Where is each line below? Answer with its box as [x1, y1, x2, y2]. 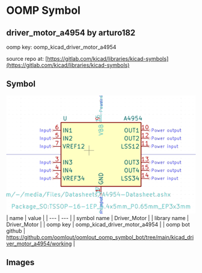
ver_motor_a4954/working [6, 240, 72, 247]
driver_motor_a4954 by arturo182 [6, 28, 136, 38]
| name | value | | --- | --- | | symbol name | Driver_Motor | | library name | [6, 214, 189, 221]
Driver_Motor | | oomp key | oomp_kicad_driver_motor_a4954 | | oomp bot [6, 221, 191, 228]
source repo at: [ [6, 55, 47, 62]
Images [6, 257, 35, 268]
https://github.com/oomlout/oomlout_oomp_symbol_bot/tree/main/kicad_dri [6, 233, 194, 241]
